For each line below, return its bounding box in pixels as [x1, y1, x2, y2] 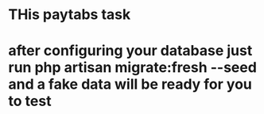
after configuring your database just [8, 42, 253, 60]
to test [8, 93, 52, 110]
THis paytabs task [8, 6, 131, 24]
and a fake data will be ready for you [8, 75, 253, 93]
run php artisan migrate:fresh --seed [8, 59, 257, 77]
